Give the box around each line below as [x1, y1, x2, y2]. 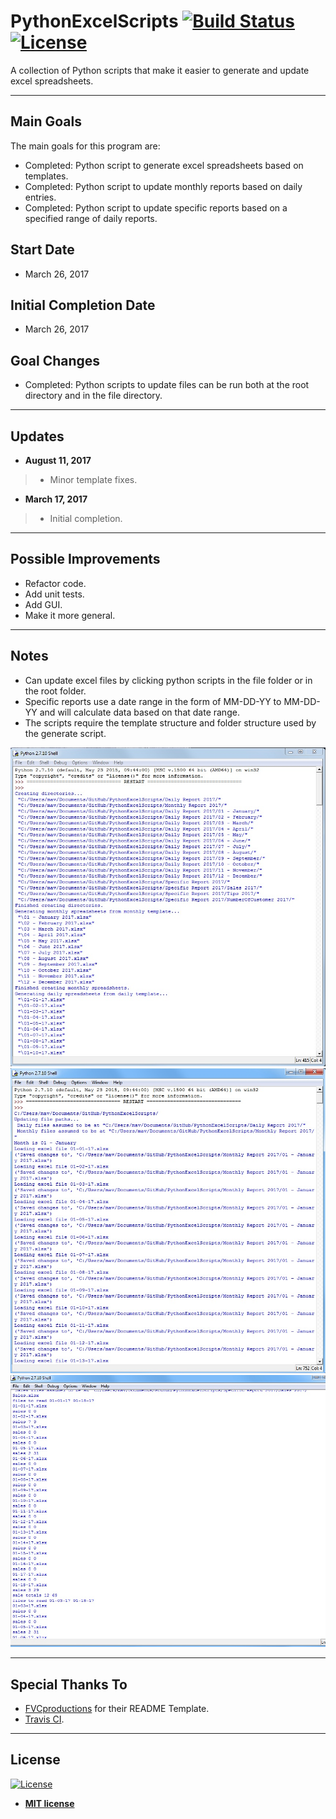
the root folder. [24, 685, 87, 697]
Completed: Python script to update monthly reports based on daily [24, 180, 303, 192]
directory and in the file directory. [24, 390, 163, 402]
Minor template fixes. [49, 474, 138, 485]
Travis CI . [24, 1713, 65, 1725]
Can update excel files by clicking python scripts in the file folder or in [24, 674, 313, 686]
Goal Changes [10, 352, 101, 369]
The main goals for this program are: [10, 140, 161, 152]
